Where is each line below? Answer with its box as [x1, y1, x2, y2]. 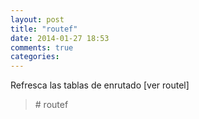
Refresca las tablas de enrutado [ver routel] [10, 79, 190, 91]
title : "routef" [10, 24, 78, 34]
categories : [10, 52, 60, 62]
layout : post [10, 14, 65, 25]
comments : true [10, 42, 74, 53]
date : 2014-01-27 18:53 [10, 33, 110, 43]
